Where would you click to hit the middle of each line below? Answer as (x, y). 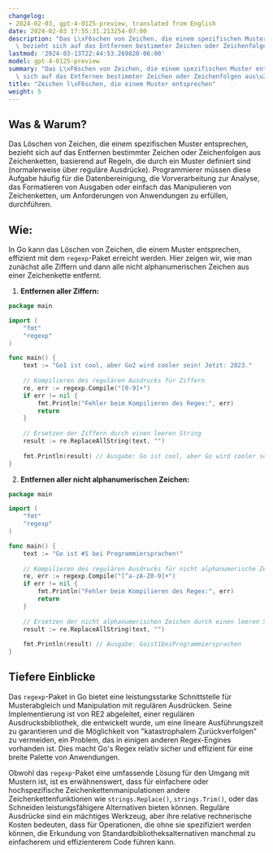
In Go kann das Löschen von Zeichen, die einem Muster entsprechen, (125, 249)
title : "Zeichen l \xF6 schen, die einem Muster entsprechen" (113, 84)
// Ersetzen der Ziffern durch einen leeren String (112, 434)
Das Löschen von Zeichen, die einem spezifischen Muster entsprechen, (128, 144)
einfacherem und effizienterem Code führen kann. (92, 842)
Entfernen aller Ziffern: (60, 291)
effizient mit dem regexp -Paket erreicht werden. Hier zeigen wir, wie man (130, 258)
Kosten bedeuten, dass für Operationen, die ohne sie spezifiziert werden (130, 825)
